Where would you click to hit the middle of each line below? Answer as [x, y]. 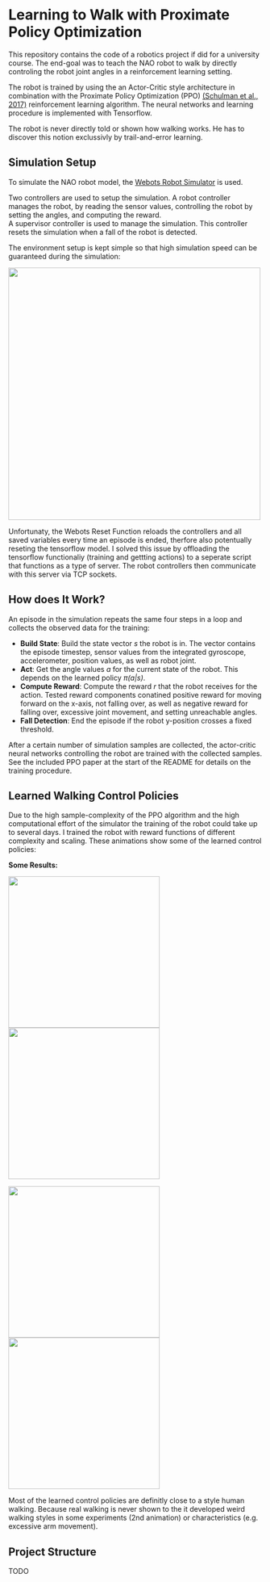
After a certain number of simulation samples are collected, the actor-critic [132, 745]
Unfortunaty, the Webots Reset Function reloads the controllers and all [125, 531]
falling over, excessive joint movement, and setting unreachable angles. [139, 711]
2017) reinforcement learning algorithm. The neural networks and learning [131, 104]
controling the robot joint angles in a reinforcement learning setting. [120, 71]
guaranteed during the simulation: [64, 256]
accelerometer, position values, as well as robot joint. [108, 661]
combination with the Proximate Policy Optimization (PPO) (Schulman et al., [133, 95]
